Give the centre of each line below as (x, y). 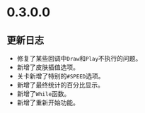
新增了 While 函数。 (43, 94)
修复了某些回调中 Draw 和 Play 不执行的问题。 (79, 58)
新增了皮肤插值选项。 (48, 67)
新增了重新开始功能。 (48, 102)
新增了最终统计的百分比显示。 (60, 85)
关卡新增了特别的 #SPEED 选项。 (60, 76)
